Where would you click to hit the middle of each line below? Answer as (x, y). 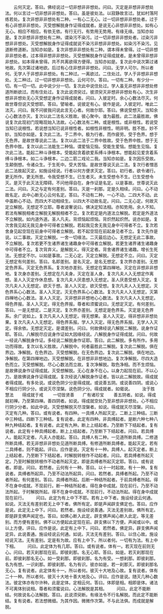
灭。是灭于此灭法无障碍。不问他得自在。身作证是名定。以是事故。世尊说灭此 (81, 183)
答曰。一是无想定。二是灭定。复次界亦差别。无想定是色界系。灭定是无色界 (79, 310)
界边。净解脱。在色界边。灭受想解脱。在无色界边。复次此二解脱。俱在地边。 (81, 352)
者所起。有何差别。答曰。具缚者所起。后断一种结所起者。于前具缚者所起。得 (81, 480)
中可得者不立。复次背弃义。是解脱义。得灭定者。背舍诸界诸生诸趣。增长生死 (81, 249)
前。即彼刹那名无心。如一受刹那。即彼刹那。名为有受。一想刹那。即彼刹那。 (81, 558)
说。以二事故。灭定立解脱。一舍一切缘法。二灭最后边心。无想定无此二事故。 (81, 237)
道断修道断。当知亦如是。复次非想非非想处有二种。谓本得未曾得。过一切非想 (81, 49)
